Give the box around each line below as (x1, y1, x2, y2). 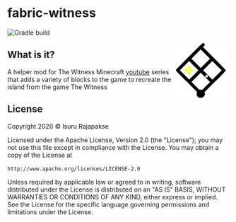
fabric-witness (7, 5, 97, 21)
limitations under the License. (7, 207, 93, 216)
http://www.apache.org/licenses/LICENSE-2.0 (7, 165, 141, 173)
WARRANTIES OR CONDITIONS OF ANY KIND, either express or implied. (7, 192, 218, 201)
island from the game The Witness (7, 83, 107, 91)
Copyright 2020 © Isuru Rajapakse (7, 122, 110, 130)
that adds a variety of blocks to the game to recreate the (7, 75, 172, 83)
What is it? (7, 49, 55, 61)
